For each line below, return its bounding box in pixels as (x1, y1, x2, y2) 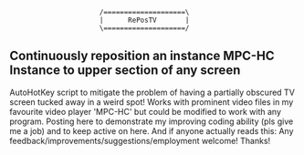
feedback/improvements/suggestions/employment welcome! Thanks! (9, 135, 271, 146)
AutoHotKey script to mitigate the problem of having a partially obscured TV (9, 87, 295, 98)
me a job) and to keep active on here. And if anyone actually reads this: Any (9, 125, 294, 136)
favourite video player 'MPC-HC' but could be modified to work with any (9, 106, 281, 117)
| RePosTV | (99, 15, 190, 25)
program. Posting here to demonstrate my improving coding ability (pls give (9, 116, 294, 127)
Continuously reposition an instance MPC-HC (9, 48, 276, 64)
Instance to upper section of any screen (9, 63, 241, 78)
